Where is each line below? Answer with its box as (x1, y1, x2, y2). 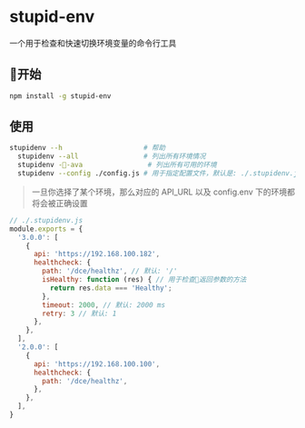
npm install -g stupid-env (9, 91, 112, 101)
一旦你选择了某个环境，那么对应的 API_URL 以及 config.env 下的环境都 (31, 186, 296, 197)
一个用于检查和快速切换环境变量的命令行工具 (9, 37, 177, 48)
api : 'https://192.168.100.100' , (33, 359, 161, 369)
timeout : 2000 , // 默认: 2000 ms (42, 300, 166, 310)
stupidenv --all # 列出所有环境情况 (17, 152, 206, 161)
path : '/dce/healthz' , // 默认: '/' (42, 266, 178, 276)
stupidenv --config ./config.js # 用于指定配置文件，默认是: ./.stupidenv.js (17, 169, 302, 178)
